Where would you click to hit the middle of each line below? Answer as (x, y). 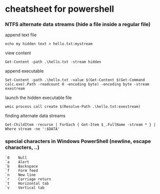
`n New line (20, 175)
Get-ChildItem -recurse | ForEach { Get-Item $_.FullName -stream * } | (80, 125)
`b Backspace (21, 166)
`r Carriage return (28, 179)
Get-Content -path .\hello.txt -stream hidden (53, 62)
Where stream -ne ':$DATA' (32, 129)
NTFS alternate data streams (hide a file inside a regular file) (78, 24)
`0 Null (16, 158)
